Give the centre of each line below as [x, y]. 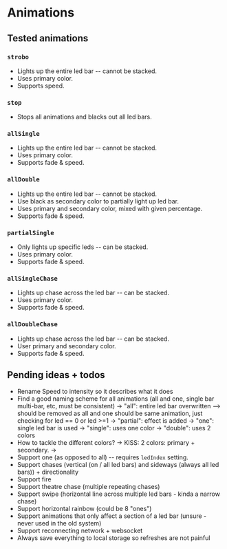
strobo [18, 57]
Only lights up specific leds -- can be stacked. [83, 247]
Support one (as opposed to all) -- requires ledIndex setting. [103, 457]
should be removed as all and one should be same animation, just [110, 413]
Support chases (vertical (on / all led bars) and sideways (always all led [118, 465]
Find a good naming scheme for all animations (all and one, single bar [116, 399]
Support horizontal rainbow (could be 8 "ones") [84, 509]
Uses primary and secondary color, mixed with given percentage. [110, 208]
